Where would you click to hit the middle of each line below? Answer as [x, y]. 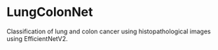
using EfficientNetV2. [37, 38]
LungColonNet [50, 12]
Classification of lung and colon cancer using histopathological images [109, 31]
